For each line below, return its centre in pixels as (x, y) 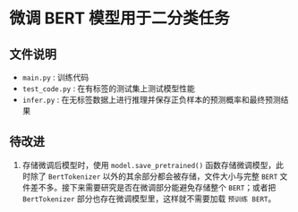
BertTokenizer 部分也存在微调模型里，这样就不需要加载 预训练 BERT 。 (149, 199)
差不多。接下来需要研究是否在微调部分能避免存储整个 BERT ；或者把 (153, 187)
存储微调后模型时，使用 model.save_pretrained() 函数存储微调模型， (149, 165)
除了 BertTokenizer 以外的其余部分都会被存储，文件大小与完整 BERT (154, 176)
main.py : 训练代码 (55, 77)
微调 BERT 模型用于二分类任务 (119, 18)
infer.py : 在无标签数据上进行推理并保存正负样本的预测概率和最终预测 (151, 100)
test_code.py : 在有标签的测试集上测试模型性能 (108, 89)
